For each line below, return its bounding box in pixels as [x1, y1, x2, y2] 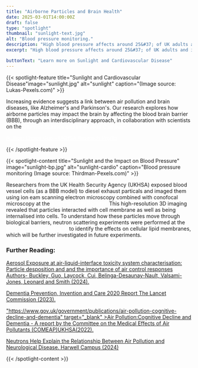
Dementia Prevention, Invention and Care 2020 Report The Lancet [6, 290, 167, 297]
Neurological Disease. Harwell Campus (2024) [6, 343, 119, 351]
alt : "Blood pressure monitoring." [6, 36, 94, 42]
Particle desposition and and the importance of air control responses [6, 265, 173, 272]
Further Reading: [6, 246, 56, 254]
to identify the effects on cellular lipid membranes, [69, 225, 192, 232]
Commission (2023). [6, 295, 56, 303]
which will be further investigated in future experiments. [6, 231, 142, 238]
